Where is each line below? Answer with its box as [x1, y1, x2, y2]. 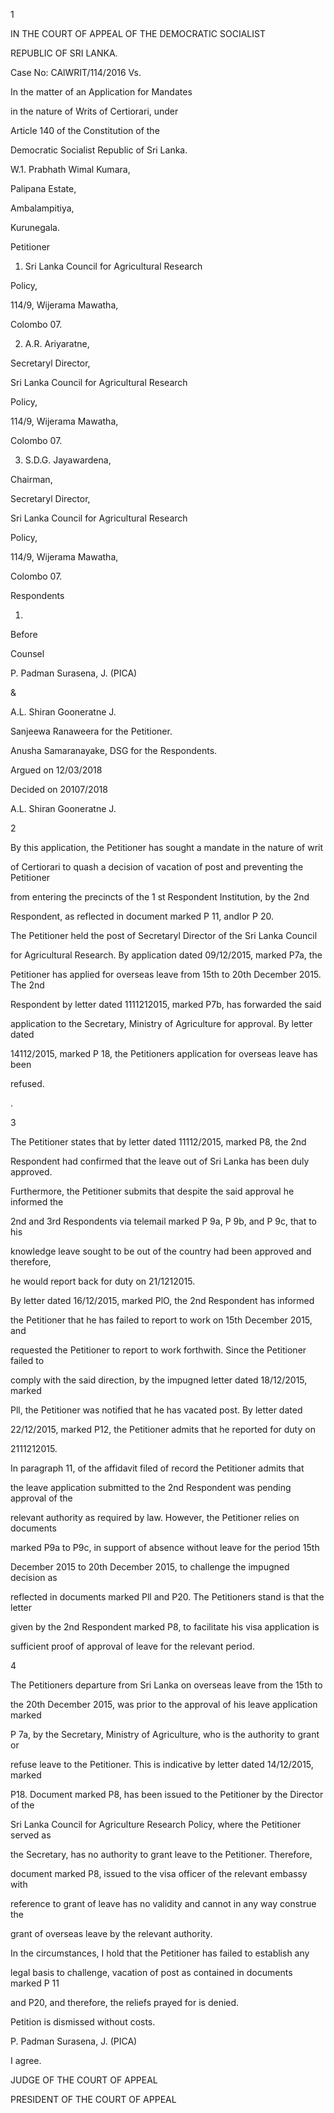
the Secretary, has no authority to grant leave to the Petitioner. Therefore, [10, 1849, 313, 1860]
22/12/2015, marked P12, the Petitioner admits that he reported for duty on [10, 1424, 316, 1435]
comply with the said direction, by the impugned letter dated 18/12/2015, [10, 1374, 308, 1386]
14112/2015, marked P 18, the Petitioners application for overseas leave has [10, 1048, 318, 1059]
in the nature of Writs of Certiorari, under [10, 105, 179, 117]
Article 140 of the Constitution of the [10, 125, 160, 136]
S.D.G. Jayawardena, [24, 454, 112, 466]
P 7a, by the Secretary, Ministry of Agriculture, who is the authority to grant [10, 1729, 320, 1740]
